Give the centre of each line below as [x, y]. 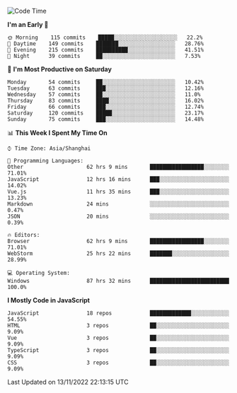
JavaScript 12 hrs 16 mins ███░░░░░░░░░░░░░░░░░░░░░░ [118, 180]
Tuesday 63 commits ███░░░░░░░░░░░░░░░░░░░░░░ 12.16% [105, 88]
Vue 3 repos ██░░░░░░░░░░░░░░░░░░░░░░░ [118, 338]
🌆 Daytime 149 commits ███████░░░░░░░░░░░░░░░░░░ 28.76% [105, 44]
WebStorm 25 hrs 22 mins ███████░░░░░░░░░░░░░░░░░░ [118, 254]
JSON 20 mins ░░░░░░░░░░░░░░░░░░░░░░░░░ [118, 216]
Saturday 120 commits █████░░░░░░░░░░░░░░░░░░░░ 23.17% [105, 113]
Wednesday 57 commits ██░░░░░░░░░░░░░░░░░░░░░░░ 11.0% [104, 95]
